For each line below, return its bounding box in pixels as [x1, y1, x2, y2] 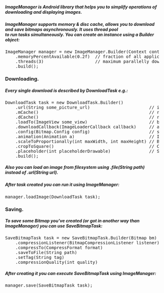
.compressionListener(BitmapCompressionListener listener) [15, 240, 160, 246]
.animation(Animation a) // [15, 134, 155, 140]
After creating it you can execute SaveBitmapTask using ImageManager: [5, 271, 156, 276]
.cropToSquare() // [15, 144, 155, 149]
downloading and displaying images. [5, 9, 82, 15]
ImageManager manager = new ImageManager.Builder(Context [5, 49, 147, 55]
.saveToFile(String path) [15, 250, 78, 256]
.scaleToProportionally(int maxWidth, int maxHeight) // [15, 139, 155, 145]
